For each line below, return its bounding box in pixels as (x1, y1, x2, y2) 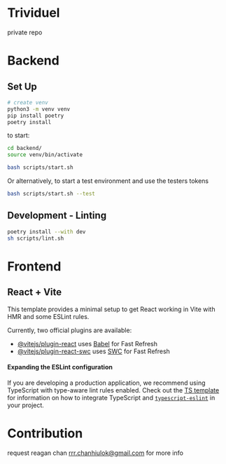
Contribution (7, 425, 83, 441)
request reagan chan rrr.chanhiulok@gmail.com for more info (7, 449, 184, 457)
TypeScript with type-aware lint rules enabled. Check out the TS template (7, 385, 220, 394)
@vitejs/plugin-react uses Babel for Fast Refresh (17, 339, 158, 348)
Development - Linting (7, 210, 107, 221)
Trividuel (7, 5, 60, 21)
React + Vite (7, 286, 62, 299)
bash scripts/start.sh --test (7, 191, 96, 198)
